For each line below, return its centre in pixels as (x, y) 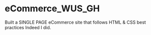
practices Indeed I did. (28, 27)
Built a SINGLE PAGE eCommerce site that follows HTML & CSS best (75, 22)
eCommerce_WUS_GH (52, 9)
